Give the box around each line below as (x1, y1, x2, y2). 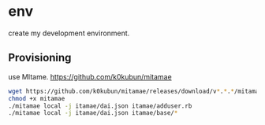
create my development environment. (8, 28, 130, 38)
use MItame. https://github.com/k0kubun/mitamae (8, 72, 172, 81)
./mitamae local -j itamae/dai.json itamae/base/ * (8, 109, 178, 117)
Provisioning (8, 51, 72, 64)
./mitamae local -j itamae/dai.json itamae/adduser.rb (8, 101, 192, 110)
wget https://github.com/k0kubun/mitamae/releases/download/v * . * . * (8, 87, 235, 95)
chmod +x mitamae (8, 94, 65, 102)
